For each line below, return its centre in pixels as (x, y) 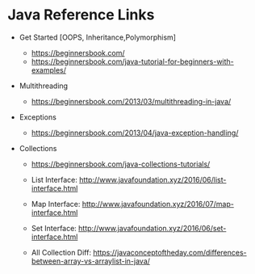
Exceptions (38, 117)
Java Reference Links (81, 15)
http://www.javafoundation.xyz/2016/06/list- (153, 179)
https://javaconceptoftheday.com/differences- (170, 252)
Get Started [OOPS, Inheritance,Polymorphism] (98, 37)
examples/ (48, 70)
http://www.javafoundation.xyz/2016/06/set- (153, 228)
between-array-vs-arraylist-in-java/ (91, 261)
